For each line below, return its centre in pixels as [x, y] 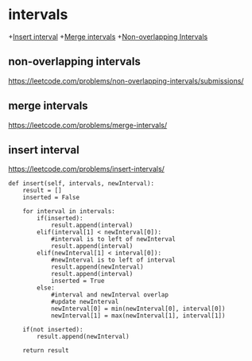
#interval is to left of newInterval [113, 239]
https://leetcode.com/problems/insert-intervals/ [87, 169]
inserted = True [78, 281]
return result [46, 351]
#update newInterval [85, 302]
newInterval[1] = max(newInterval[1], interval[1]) [138, 316]
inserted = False [51, 198]
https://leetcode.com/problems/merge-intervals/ [88, 125]
